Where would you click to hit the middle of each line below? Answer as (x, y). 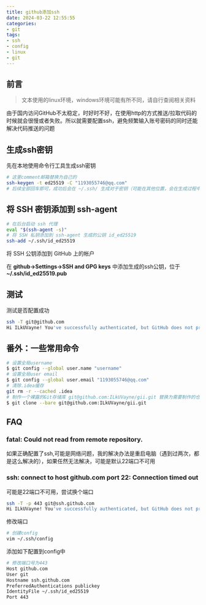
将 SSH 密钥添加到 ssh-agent (62, 209)
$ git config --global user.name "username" (64, 369)
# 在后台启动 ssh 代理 (32, 224)
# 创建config (22, 533)
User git (17, 574)
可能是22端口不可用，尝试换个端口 (50, 491)
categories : (21, 23)
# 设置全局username (29, 363)
